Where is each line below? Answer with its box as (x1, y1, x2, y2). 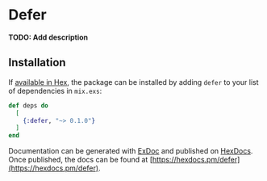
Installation (8, 56, 66, 69)
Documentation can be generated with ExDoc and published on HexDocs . (8, 146, 253, 156)
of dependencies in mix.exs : (8, 86, 102, 95)
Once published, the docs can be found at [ (8, 155, 153, 165)
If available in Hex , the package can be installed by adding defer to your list (8, 77, 260, 86)
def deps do (8, 101, 48, 110)
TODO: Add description (8, 32, 89, 42)
